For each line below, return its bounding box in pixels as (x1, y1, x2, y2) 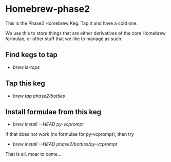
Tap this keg (5, 79, 45, 88)
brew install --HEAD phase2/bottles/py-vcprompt (12, 141, 118, 147)
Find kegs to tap (5, 50, 58, 59)
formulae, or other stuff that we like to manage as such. (5, 35, 123, 42)
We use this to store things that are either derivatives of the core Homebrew (5, 30, 166, 36)
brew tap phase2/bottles (12, 93, 65, 99)
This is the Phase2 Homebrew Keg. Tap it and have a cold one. (5, 20, 138, 26)
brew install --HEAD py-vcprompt (12, 121, 84, 128)
